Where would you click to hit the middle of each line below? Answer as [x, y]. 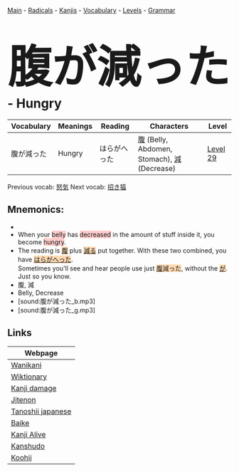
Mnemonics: [36, 210]
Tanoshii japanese [41, 411]
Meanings [75, 126]
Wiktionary [29, 377]
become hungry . [42, 242]
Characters [169, 126]
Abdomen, [155, 149]
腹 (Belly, [153, 140]
